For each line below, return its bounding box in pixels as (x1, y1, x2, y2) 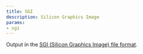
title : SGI (6, 8, 33, 15)
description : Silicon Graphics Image (6, 14, 100, 20)
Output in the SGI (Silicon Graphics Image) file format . (6, 41, 138, 48)
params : (6, 19, 26, 25)
